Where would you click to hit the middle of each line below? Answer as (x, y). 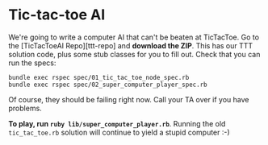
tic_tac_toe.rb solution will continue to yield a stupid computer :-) (119, 132)
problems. (25, 108)
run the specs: (32, 63)
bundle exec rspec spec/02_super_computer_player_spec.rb (108, 85)
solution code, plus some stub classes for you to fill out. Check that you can (134, 54)
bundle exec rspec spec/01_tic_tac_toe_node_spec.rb (99, 77)
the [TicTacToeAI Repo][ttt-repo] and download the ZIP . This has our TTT (131, 45)
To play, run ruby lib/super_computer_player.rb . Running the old (117, 123)
